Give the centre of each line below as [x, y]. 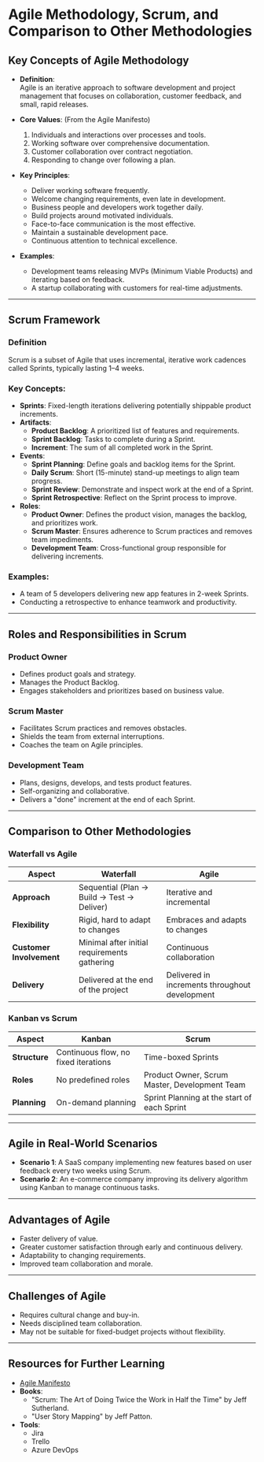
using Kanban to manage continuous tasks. [89, 1188]
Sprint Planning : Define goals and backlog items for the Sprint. [133, 464]
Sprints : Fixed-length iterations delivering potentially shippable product [135, 405]
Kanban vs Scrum [43, 1019]
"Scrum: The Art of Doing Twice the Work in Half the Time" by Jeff [139, 1399]
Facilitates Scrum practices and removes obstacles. [103, 728]
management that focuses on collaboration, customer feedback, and [130, 96]
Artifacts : [35, 422]
